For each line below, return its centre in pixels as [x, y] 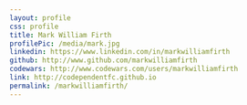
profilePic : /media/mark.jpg [65, 43]
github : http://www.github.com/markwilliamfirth [103, 60]
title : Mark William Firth [61, 35]
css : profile [34, 26]
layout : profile [40, 18]
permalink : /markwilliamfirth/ [69, 86]
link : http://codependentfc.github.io [83, 78]
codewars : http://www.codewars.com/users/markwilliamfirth [124, 69]
